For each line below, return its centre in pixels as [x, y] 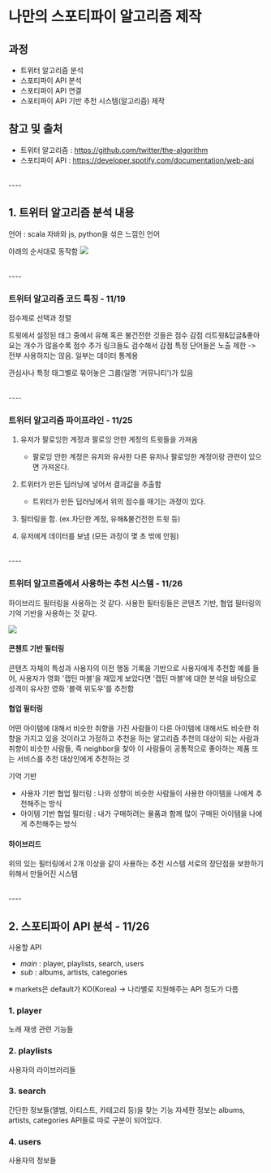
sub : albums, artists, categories [74, 972]
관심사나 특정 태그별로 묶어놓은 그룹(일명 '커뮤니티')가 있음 [101, 373]
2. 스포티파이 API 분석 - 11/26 [79, 926]
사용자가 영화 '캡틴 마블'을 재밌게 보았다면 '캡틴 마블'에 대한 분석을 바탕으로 [138, 678]
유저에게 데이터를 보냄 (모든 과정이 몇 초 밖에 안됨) [99, 536]
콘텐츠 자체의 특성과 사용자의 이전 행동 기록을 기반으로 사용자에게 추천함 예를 [130, 668]
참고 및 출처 [36, 129]
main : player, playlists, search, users [82, 963]
